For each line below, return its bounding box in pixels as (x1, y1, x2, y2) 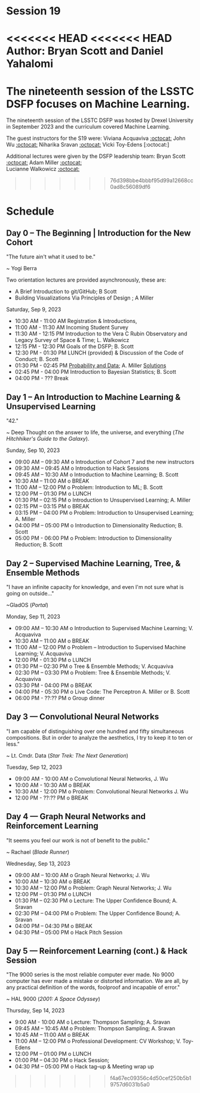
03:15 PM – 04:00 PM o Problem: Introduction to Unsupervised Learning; (14, 509, 194, 517)
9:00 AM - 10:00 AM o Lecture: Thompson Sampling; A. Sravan (14, 1018, 171, 1026)
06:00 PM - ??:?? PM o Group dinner (14, 694, 105, 701)
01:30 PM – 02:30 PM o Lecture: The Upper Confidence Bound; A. (14, 897, 178, 904)
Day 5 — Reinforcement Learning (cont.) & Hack (6, 946, 188, 956)
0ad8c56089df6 (110, 184, 151, 191)
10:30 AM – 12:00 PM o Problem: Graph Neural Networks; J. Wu (14, 884, 172, 892)
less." (6, 740, 20, 747)
